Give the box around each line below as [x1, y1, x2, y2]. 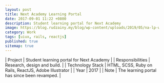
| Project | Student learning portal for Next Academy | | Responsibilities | [5, 57, 150, 62]
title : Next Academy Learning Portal [5, 12, 82, 17]
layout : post [5, 7, 32, 12]
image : [5, 25, 19, 30]
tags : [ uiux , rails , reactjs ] [5, 35, 67, 40]
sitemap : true [5, 43, 34, 48]
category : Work [5, 30, 36, 35]
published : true [5, 39, 38, 44]
